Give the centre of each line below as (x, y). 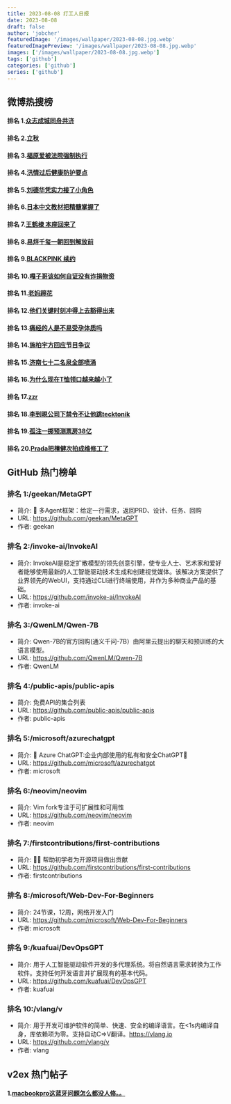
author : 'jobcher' (34, 33)
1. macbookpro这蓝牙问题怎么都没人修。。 (66, 1094)
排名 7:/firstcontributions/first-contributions (84, 843)
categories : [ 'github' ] (42, 65)
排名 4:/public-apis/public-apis (61, 685)
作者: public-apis (41, 719)
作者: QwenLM (38, 667)
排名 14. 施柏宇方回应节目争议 (49, 345)
